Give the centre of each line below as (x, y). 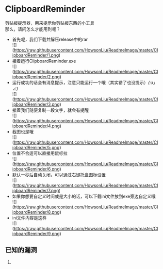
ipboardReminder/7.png (35, 190)
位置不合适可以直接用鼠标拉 (40, 153)
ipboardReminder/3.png (36, 104)
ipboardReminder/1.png (35, 55)
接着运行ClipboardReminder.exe (44, 61)
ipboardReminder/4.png (36, 126)
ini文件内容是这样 (29, 218)
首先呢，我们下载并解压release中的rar (50, 39)
